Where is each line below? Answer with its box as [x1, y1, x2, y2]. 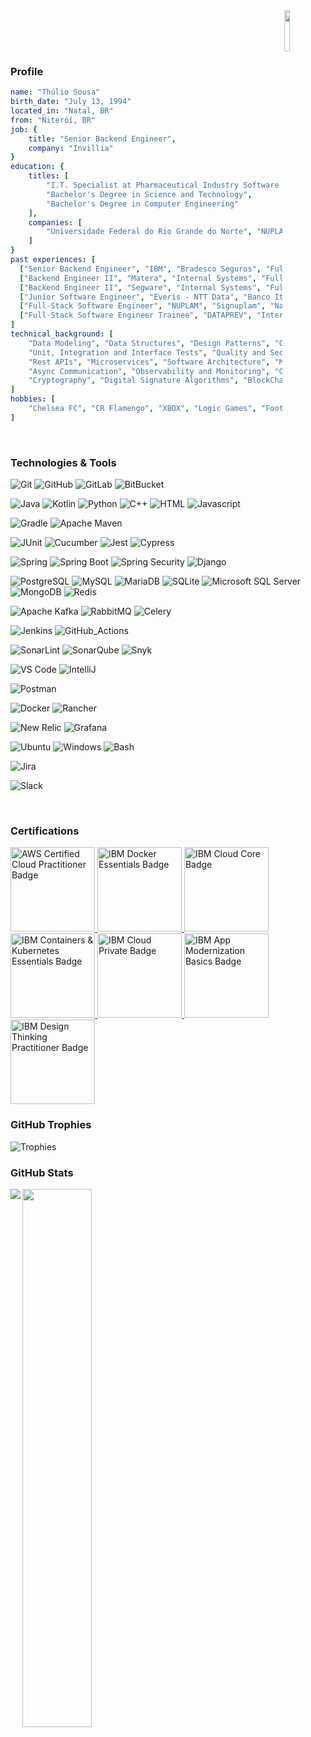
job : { [10, 124, 38, 134]
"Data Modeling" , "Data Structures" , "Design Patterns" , [28, 338, 271, 348]
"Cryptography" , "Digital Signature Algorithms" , [28, 375, 240, 386]
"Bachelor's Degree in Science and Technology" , [46, 189, 253, 199]
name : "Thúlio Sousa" [10, 87, 101, 98]
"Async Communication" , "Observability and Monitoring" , [28, 366, 271, 376]
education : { [10, 162, 65, 172]
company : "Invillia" [28, 143, 114, 153]
